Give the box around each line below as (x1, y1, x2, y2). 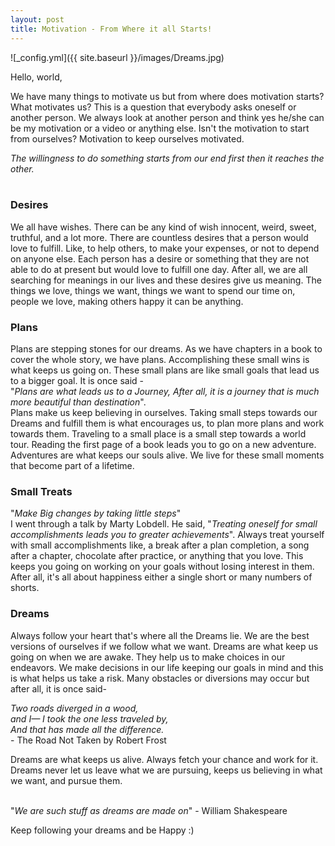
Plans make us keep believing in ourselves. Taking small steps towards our (10, 407, 318, 419)
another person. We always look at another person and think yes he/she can (10, 111, 325, 123)
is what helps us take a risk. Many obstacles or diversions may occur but (10, 672, 310, 684)
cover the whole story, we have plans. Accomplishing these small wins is (10, 354, 310, 366)
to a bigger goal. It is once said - (10, 375, 144, 387)
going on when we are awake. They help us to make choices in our (10, 651, 286, 663)
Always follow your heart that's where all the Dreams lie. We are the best (10, 629, 310, 641)
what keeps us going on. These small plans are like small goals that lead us (10, 364, 320, 376)
